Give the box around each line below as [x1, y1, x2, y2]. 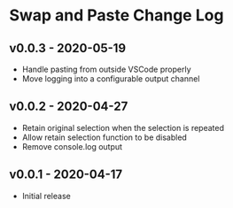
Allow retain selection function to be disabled [21, 132, 188, 143]
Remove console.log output [21, 141, 122, 151]
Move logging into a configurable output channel [21, 73, 200, 84]
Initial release [21, 190, 71, 201]
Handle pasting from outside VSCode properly [21, 64, 191, 74]
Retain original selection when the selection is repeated [21, 122, 224, 133]
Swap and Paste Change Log [9, 5, 224, 26]
